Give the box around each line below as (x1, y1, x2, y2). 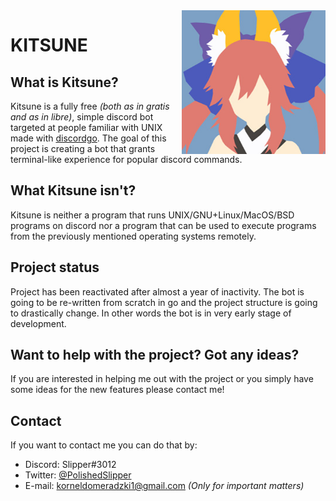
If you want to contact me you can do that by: (10, 439, 198, 451)
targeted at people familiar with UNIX (10, 122, 163, 133)
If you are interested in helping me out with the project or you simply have (10, 373, 314, 385)
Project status (10, 259, 100, 276)
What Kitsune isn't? (10, 182, 137, 199)
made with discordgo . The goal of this (10, 132, 167, 144)
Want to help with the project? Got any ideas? (10, 347, 300, 364)
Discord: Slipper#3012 (24, 459, 117, 471)
